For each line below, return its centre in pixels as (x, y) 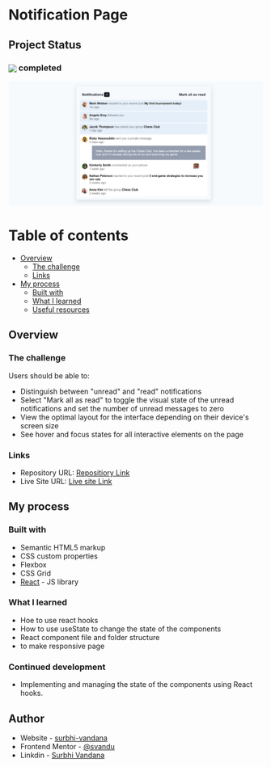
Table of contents (69, 236)
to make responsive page (62, 646)
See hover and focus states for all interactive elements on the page (132, 434)
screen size (39, 425)
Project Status (45, 45)
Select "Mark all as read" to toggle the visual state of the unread (127, 400)
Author (26, 718)
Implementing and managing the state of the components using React (136, 685)
